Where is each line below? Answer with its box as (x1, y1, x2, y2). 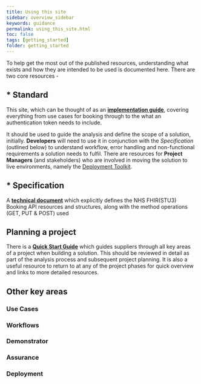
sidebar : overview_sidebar (6, 15, 74, 21)
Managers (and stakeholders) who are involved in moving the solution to (6, 156, 188, 164)
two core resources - (6, 72, 59, 79)
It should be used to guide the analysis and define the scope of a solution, (6, 130, 191, 138)
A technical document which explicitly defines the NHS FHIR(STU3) (6, 197, 177, 204)
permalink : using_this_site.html (6, 25, 91, 32)
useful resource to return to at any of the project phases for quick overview (6, 262, 194, 270)
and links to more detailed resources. (6, 269, 99, 276)
